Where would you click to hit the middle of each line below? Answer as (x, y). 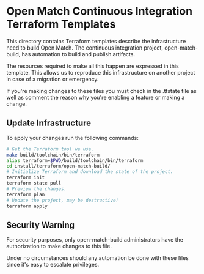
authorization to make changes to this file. (59, 246)
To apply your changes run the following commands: (73, 138)
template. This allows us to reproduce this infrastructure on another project (101, 72)
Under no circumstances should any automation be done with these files (98, 258)
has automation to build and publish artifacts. (78, 54)
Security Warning (41, 225)
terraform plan (26, 194)
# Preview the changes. (37, 189)
